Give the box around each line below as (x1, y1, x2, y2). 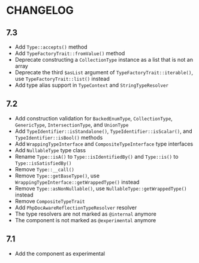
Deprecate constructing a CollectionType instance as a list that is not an (14, 56, 194, 63)
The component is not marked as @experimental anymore (14, 216, 156, 223)
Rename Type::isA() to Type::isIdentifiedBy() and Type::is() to (14, 153, 179, 160)
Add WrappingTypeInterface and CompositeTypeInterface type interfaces (14, 140, 194, 147)
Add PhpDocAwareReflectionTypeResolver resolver (14, 204, 137, 211)
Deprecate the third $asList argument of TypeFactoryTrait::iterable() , (14, 69, 194, 75)
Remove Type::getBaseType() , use (14, 172, 100, 179)
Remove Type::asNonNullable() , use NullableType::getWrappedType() (14, 185, 187, 192)
